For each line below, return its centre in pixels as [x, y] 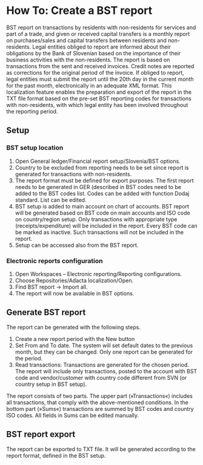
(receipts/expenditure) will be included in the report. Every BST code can [106, 226]
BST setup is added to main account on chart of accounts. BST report [102, 206]
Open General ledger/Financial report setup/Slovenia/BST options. [98, 161]
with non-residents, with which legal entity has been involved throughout [97, 105]
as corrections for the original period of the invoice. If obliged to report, [95, 72]
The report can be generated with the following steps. [74, 327]
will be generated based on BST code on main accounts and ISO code [102, 213]
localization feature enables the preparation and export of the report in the [99, 92]
